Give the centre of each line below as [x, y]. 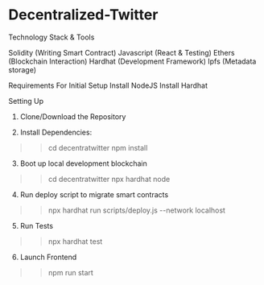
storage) [23, 69]
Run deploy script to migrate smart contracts [94, 194]
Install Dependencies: [56, 132]
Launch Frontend [48, 257]
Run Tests [37, 225]
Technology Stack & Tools [52, 37]
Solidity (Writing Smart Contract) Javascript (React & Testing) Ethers [122, 52]
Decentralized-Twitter [83, 15]
